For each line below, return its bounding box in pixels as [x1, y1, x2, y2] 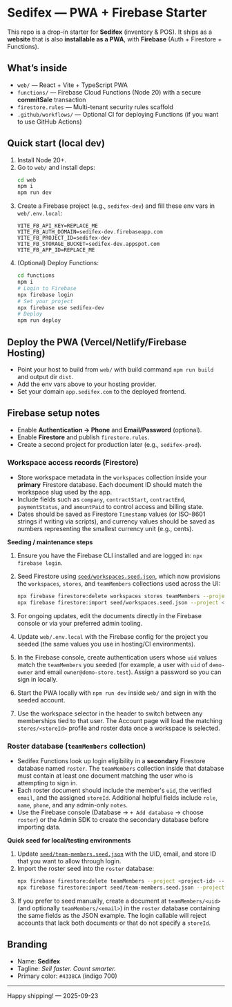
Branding [7, 939, 48, 950]
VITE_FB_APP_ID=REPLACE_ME [17, 247, 95, 253]
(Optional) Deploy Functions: [17, 259, 99, 267]
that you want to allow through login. [17, 857, 122, 865]
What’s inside [7, 62, 68, 74]
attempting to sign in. [17, 779, 78, 787]
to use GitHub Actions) [17, 117, 82, 126]
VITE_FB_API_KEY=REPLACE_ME [17, 222, 98, 229]
